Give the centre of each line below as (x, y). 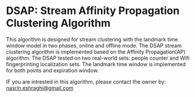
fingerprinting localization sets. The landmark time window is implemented (96, 64)
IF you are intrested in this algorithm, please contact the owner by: (86, 82)
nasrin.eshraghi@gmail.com (40, 88)
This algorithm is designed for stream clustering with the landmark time (92, 39)
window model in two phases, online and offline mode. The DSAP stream (94, 46)
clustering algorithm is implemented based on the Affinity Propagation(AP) (96, 51)
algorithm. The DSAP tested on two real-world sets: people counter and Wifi (98, 58)
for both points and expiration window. (52, 70)
